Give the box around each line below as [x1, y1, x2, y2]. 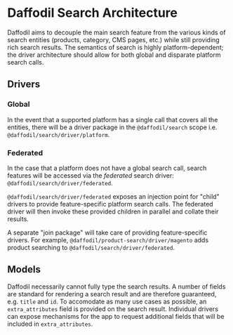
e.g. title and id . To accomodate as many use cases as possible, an [7, 297, 207, 306]
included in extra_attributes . [7, 320, 93, 328]
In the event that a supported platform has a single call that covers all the [7, 115, 218, 124]
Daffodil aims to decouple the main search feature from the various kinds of [7, 28, 226, 37]
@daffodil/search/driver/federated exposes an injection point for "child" [7, 192, 220, 201]
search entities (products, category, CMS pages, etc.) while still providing [7, 35, 220, 44]
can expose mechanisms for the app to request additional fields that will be [7, 312, 225, 320]
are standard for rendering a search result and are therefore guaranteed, [7, 289, 217, 298]
